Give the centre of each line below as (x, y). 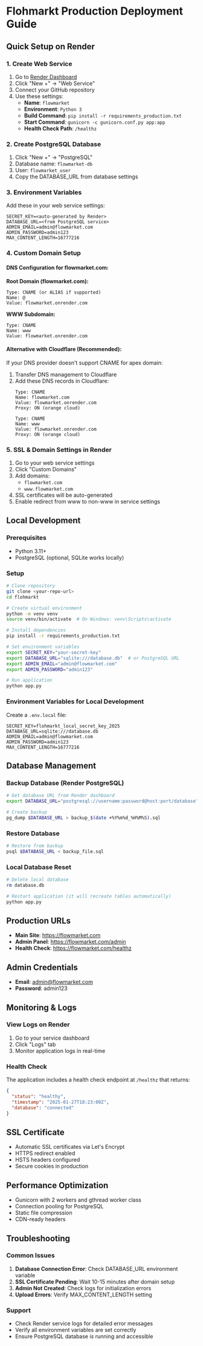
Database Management (51, 766)
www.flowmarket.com (49, 490)
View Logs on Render (38, 1025)
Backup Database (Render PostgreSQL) (65, 782)
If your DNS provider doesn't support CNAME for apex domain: (85, 363)
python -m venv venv (32, 614)
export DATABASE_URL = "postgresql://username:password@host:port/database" (102, 801)
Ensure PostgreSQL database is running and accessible (84, 1336)
